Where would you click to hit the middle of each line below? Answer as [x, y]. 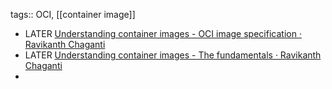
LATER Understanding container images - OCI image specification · [163, 33]
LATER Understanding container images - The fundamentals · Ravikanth [173, 55]
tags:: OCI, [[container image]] [73, 14]
